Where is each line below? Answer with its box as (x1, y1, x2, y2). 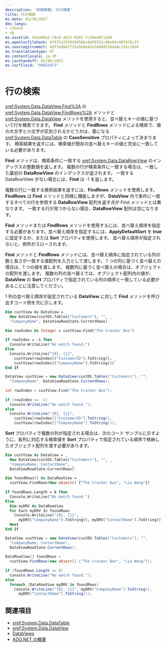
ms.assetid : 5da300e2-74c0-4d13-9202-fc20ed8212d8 (5, 35, 112, 40)
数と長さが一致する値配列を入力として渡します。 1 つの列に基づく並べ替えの (5, 258, 162, 264)
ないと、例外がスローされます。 (5, 241, 71, 247)
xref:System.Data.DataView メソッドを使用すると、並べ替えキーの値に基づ (5, 116, 158, 122)
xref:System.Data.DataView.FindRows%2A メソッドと (5, 110, 115, 116)
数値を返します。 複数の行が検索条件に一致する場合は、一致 (31, 164, 154, 170)
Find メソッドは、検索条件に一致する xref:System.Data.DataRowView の (5, 158, 153, 163)
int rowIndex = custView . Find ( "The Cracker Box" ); (5, 388, 112, 393)
